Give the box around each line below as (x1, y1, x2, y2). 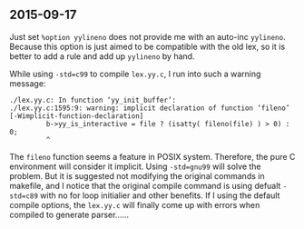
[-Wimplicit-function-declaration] (9, 111, 144, 121)
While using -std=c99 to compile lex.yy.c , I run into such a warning (9, 68, 261, 79)
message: (9, 77, 46, 89)
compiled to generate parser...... (9, 209, 130, 220)
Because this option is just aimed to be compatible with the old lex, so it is (9, 41, 286, 52)
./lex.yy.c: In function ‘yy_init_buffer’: (9, 95, 177, 105)
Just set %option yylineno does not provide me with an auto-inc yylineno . (9, 31, 286, 42)
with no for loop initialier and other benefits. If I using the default (40, 190, 280, 201)
